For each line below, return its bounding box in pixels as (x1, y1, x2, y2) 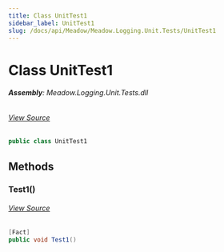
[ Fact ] (8, 228, 30, 236)
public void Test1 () (8, 235, 78, 244)
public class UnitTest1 (8, 138, 88, 146)
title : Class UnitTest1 (8, 11, 88, 20)
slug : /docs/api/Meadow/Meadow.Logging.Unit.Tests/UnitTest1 (8, 26, 217, 34)
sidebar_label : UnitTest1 (8, 19, 94, 27)
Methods (8, 159, 54, 173)
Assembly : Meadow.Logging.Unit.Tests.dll (8, 88, 149, 98)
